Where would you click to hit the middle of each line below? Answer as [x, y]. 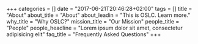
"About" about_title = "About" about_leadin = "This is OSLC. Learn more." [98, 15]
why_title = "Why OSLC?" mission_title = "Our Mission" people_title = [93, 21]
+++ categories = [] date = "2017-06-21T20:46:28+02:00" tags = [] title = [99, 9]
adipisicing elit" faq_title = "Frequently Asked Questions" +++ [84, 34]
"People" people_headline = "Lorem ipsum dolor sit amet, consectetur [94, 28]
